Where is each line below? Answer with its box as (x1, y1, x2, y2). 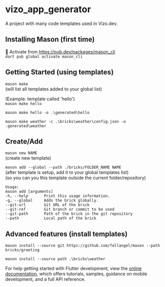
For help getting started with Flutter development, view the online (5, 266, 142, 272)
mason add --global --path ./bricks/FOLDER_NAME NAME (5, 165, 122, 170)
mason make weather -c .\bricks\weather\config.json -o (5, 119, 126, 124)
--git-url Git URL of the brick (5, 203, 90, 208)
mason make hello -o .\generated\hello (5, 110, 90, 115)
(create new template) (5, 155, 52, 161)
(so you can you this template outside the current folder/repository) (5, 175, 146, 181)
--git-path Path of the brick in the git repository (5, 211, 133, 217)
